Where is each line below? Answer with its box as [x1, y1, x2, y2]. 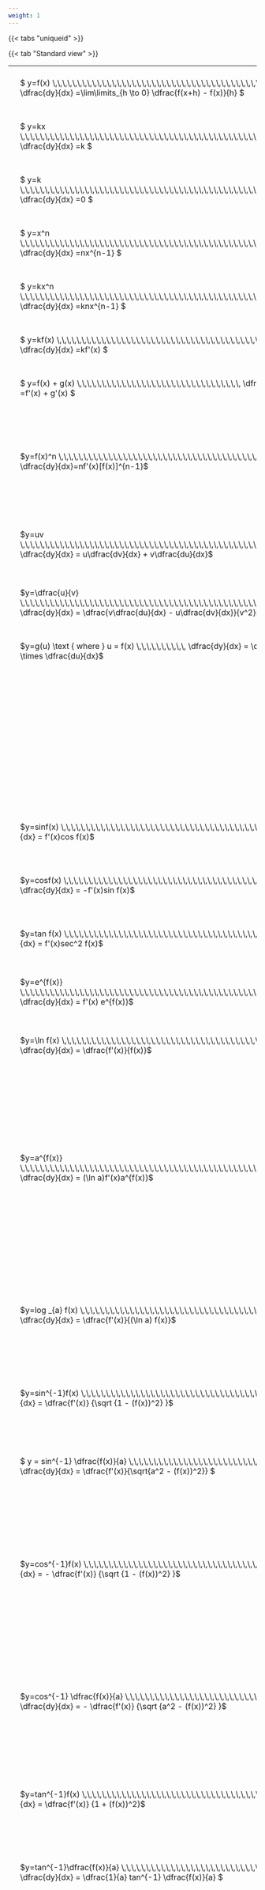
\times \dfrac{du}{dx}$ [20, 650, 104, 661]
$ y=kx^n [20, 281, 54, 292]
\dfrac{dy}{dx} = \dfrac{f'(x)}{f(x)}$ [20, 1044, 152, 1055]
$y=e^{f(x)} [20, 976, 63, 987]
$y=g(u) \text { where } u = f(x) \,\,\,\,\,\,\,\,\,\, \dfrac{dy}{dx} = [20, 640, 249, 651]
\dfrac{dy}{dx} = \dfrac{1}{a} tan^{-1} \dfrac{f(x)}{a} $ [20, 1871, 223, 1882]
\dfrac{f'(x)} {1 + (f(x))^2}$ [44, 1798, 146, 1809]
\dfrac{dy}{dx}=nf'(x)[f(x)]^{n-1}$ [20, 460, 148, 471]
